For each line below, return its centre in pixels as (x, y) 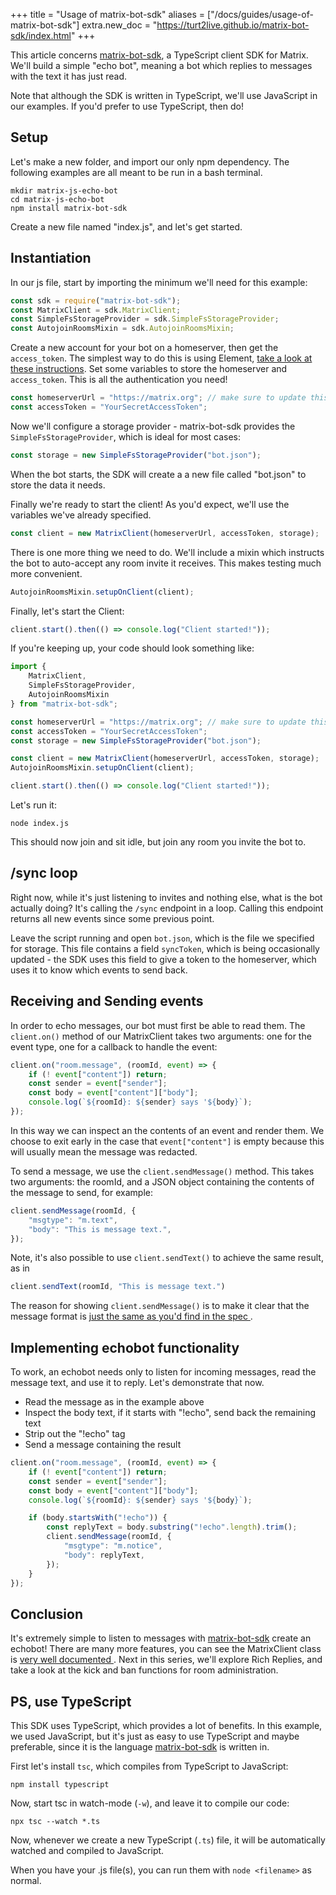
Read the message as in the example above (114, 1402)
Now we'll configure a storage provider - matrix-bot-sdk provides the (153, 426)
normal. (26, 1881)
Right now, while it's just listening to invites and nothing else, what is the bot (166, 897)
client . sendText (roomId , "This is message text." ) (118, 1287)
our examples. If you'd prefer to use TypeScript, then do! (127, 106)
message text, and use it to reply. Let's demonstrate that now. (137, 1383)
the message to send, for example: (81, 1192)
